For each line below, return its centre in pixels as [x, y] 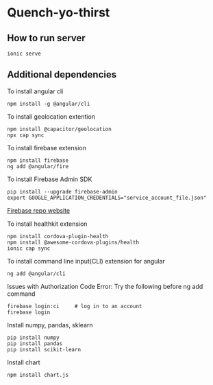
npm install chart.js [38, 375]
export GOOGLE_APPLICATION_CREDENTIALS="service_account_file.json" [107, 198]
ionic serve [24, 54]
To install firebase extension [47, 148]
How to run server [46, 38]
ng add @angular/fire [38, 166]
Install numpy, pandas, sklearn [50, 325]
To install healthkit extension [47, 224]
